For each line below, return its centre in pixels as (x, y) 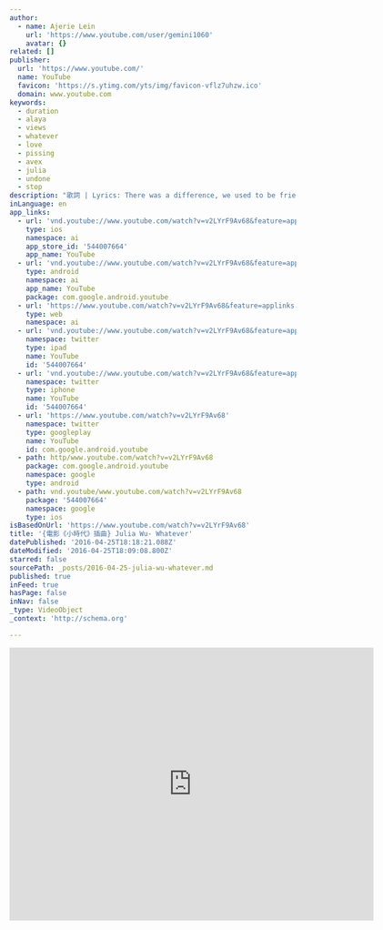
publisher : (30, 60)
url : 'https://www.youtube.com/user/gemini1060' (120, 35)
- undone (34, 178)
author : (24, 18)
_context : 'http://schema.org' (69, 619)
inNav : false (34, 601)
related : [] (32, 52)
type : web (45, 314)
